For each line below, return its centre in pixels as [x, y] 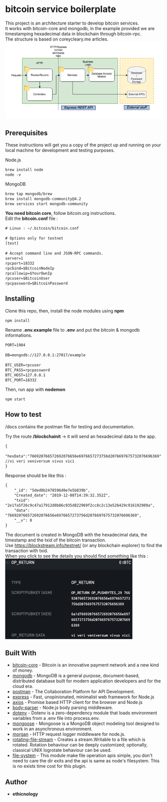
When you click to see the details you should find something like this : [77, 556]
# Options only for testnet [34, 238]
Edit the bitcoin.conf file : [32, 218]
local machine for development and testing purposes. [60, 150]
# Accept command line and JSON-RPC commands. [54, 253]
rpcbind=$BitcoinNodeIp [30, 268]
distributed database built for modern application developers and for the [86, 681]
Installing [20, 299]
